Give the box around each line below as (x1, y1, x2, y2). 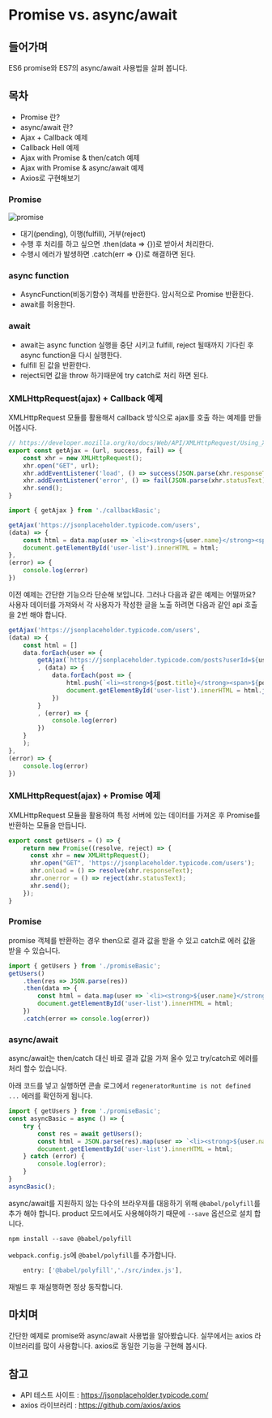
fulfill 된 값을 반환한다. (19, 360, 91, 370)
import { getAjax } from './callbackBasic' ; (8, 506, 161, 515)
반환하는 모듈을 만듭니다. (8, 820, 87, 830)
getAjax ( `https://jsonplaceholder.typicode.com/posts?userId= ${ (37, 656, 259, 665)
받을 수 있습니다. (8, 946, 61, 955)
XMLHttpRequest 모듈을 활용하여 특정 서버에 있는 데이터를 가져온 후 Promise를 (8, 810, 261, 820)
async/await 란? (19, 122, 74, 131)
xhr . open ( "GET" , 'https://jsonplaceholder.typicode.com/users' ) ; (29, 859, 255, 868)
